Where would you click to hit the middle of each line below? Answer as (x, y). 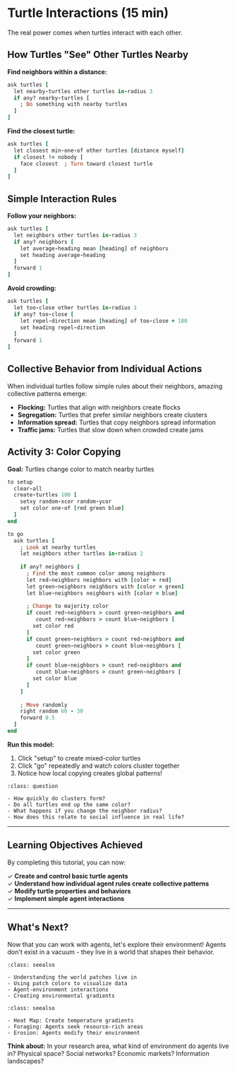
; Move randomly (44, 705)
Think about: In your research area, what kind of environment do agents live (118, 1046)
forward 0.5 (37, 718)
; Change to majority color (67, 606)
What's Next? (38, 928)
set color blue (55, 679)
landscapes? (26, 1061)
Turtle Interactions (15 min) (88, 13)
